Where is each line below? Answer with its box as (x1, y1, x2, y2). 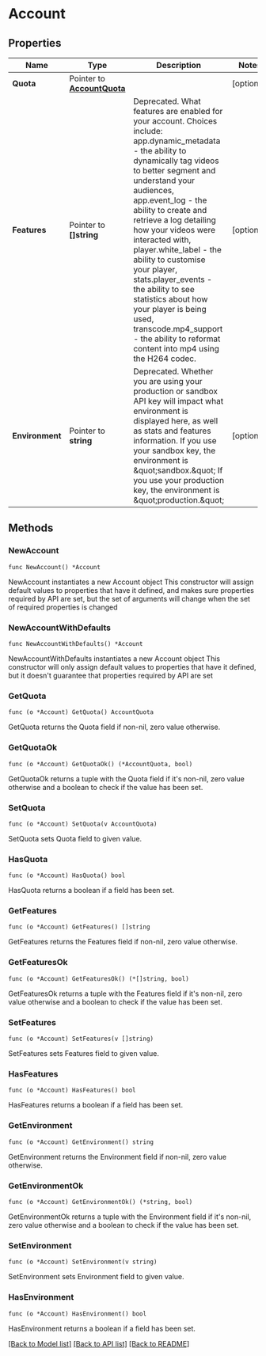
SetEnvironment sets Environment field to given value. (8, 1272, 184, 1282)
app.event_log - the (133, 195, 207, 206)
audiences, (133, 185, 174, 196)
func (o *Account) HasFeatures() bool (8, 1086, 136, 1095)
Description (156, 60, 202, 70)
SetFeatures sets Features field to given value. (8, 1049, 160, 1058)
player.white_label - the (133, 245, 222, 255)
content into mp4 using (133, 344, 220, 354)
